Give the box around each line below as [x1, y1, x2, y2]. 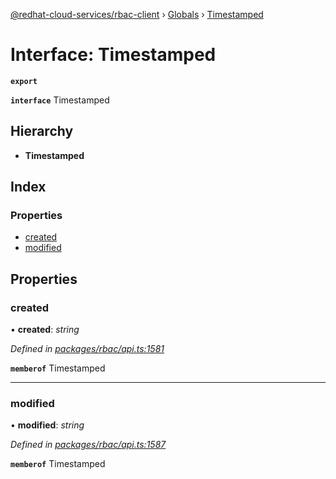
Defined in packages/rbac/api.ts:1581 [10, 343, 165, 355]
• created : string [10, 324, 80, 336]
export [10, 76, 38, 86]
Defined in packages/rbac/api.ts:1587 [10, 439, 167, 451]
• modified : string [10, 419, 85, 431]
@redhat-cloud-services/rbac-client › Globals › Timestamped [10, 9, 264, 20]
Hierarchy [10, 123, 74, 140]
